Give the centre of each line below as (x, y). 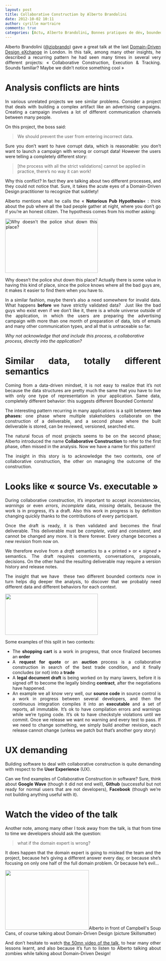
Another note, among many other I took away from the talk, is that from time (83, 828)
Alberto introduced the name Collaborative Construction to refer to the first (83, 441)
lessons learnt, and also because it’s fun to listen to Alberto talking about (83, 948)
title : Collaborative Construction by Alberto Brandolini (66, 14)
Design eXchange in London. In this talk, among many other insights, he (83, 52)
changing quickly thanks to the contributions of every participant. (72, 516)
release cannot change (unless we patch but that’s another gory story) (84, 730)
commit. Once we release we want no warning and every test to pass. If (86, 720)
